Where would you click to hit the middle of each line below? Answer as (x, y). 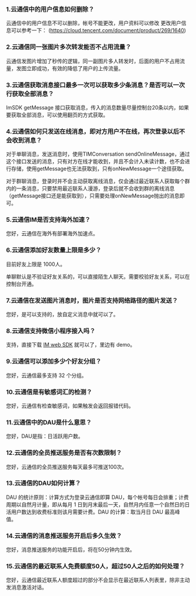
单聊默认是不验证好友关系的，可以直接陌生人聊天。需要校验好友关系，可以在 (98, 276)
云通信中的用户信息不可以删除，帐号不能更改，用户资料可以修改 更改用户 (94, 23)
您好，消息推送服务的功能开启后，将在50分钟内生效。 (71, 550)
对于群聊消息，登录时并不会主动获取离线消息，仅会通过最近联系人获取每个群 (98, 181)
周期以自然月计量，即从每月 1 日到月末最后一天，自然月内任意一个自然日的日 (98, 504)
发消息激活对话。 (27, 587)
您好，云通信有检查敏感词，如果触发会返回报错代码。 (70, 406)
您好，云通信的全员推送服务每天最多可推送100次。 (66, 467)
